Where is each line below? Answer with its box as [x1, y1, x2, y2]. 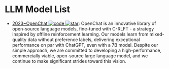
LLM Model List [5, 4, 71, 15]
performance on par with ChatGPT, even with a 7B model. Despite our [12, 42, 158, 48]
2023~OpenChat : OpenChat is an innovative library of [12, 20, 156, 26]
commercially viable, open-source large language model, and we [12, 52, 148, 59]
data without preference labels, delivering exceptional [27, 37, 140, 43]
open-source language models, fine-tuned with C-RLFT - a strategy [12, 25, 154, 31]
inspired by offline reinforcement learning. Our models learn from [12, 31, 149, 37]
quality [12, 37, 27, 43]
